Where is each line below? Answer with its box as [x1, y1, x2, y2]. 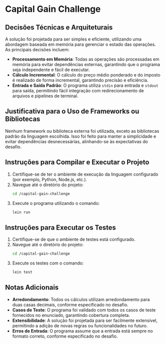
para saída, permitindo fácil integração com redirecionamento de [12, 88, 144, 93]
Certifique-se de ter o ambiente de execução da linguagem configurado [12, 171, 159, 177]
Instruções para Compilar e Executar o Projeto [5, 158, 149, 166]
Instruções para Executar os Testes [5, 223, 116, 231]
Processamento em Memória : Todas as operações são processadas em [12, 56, 160, 62]
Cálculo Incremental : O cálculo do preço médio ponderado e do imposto [12, 72, 161, 77]
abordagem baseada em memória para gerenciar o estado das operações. [5, 41, 156, 47]
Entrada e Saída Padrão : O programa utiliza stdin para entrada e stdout [12, 82, 159, 88]
